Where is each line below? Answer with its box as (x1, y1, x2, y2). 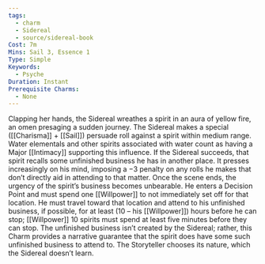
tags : (8, 11, 26, 20)
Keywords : (8, 63, 41, 71)
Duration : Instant (8, 77, 69, 85)
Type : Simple (8, 56, 51, 64)
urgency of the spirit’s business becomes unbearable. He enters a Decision (8, 181, 253, 190)
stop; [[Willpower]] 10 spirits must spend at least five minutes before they (8, 215, 248, 224)
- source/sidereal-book (15, 33, 93, 42)
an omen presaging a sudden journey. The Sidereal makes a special (8, 123, 229, 132)
